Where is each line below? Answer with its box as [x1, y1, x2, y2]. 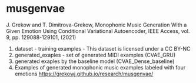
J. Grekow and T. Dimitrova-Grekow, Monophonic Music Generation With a [6, 21, 187, 28]
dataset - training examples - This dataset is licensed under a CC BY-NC [14, 45, 191, 52]
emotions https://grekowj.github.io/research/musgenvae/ [14, 70, 154, 77]
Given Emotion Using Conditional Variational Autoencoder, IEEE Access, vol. [6, 27, 190, 34]
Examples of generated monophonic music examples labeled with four [14, 64, 186, 71]
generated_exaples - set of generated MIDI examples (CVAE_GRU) [14, 51, 176, 58]
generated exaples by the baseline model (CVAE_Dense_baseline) [14, 58, 175, 65]
